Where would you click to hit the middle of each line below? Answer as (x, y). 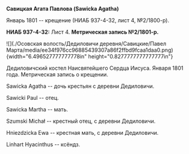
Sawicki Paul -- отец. (33, 98)
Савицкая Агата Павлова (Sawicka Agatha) (63, 9)
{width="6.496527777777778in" (47, 56)
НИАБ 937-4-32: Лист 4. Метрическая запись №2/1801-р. (82, 32)
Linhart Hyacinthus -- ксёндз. (43, 144)
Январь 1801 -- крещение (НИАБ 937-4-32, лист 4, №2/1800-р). (88, 20)
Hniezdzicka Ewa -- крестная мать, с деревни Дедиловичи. (82, 133)
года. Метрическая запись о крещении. (57, 74)
